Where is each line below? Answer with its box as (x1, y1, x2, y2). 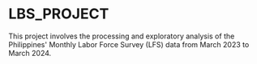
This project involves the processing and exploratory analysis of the (8, 31, 235, 41)
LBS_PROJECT (8, 5, 109, 23)
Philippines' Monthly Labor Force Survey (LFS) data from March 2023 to (8, 39, 250, 49)
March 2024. (8, 48, 52, 58)
